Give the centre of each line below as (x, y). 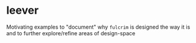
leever (22, 10)
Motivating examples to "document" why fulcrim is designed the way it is (98, 27)
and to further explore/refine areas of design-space (71, 33)
